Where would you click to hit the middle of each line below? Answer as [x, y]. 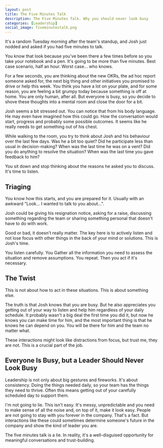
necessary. [16, 263]
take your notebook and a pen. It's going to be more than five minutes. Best [81, 61]
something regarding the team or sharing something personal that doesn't [79, 218]
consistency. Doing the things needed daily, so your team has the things [77, 385]
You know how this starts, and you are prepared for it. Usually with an [74, 198]
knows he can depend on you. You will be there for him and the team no [77, 325]
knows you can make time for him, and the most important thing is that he [79, 320]
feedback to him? [22, 157]
